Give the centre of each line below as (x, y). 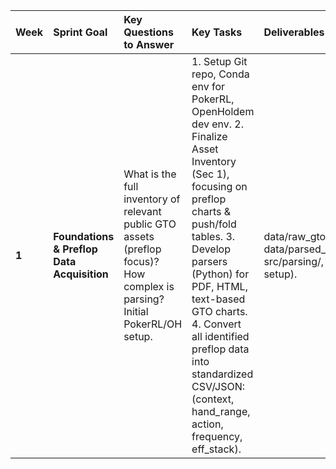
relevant (142, 211)
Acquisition (81, 274)
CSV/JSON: (218, 386)
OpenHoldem (223, 111)
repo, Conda (220, 74)
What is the (150, 174)
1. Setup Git (219, 61)
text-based (218, 299)
